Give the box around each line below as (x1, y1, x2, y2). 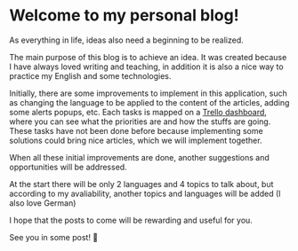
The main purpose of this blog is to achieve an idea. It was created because (9, 51, 287, 62)
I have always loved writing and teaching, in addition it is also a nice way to (9, 61, 284, 72)
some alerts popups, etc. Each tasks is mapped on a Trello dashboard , (9, 106, 267, 117)
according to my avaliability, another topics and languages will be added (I (9, 188, 282, 199)
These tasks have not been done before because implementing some (9, 125, 264, 136)
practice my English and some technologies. (9, 70, 172, 81)
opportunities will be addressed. (9, 161, 127, 172)
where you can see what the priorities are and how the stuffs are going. (9, 116, 271, 127)
